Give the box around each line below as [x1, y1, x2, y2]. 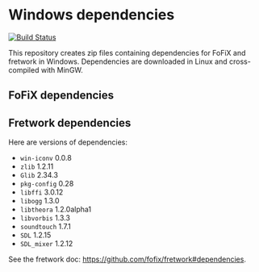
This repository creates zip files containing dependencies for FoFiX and [8, 48, 246, 57]
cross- [228, 56, 252, 66]
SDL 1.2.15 [19, 230, 52, 240]
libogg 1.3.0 [19, 196, 60, 206]
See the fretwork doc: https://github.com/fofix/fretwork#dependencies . [8, 254, 246, 264]
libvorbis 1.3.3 [19, 213, 71, 223]
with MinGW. [40, 65, 83, 74]
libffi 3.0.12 [19, 187, 64, 197]
